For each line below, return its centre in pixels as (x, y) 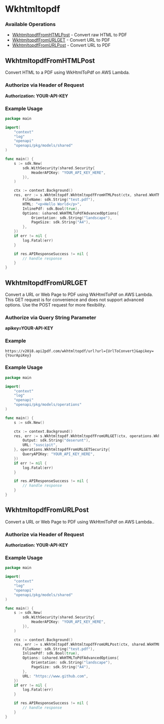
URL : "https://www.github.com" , (56, 676)
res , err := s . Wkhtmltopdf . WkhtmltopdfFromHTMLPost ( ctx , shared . (82, 195)
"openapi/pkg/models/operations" (48, 405)
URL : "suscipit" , (40, 445)
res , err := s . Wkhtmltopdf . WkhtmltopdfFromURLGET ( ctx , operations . (84, 436)
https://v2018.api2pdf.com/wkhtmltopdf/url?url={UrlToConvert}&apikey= (79, 351)
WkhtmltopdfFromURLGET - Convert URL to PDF (61, 40)
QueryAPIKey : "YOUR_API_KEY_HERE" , (59, 454)
